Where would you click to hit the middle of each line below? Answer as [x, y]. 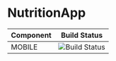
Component [31, 35]
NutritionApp [47, 13]
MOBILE [24, 47]
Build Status [82, 35]
